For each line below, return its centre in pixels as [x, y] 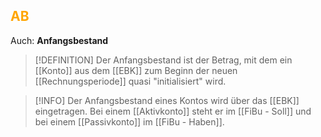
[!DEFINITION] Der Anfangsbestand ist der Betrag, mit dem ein [163, 60]
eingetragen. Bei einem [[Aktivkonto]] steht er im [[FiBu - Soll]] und [173, 111]
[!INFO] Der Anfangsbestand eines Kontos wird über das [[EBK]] [167, 100]
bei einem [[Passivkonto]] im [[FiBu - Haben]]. [129, 121]
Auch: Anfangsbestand [59, 40]
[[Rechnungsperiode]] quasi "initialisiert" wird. [130, 81]
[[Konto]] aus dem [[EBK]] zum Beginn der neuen [136, 70]
